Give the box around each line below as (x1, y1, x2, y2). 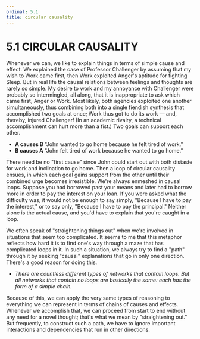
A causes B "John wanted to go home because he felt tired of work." (14, 141, 183, 148)
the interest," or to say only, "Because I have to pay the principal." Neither (6, 203, 186, 210)
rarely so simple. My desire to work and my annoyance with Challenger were (6, 85, 194, 92)
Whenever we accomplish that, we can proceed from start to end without (6, 307, 186, 315)
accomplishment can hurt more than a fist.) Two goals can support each (6, 123, 183, 130)
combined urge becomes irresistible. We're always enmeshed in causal (6, 178, 181, 185)
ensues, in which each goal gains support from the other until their (6, 171, 170, 179)
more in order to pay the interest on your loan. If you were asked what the (6, 190, 187, 197)
